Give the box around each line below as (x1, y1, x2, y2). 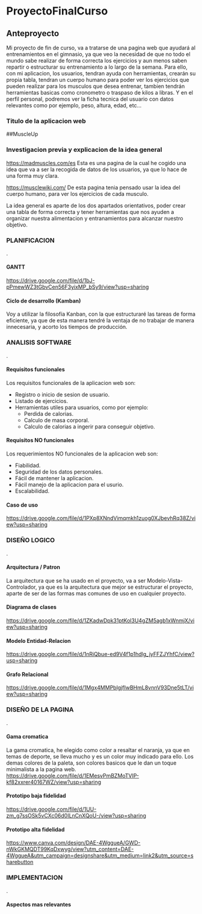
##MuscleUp (6, 131, 38, 138)
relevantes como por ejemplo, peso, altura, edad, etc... (6, 102, 142, 109)
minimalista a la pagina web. (6, 765, 76, 772)
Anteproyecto (6, 28, 60, 39)
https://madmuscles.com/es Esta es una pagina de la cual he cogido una (6, 159, 186, 166)
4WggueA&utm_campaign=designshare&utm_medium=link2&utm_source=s (6, 852, 194, 859)
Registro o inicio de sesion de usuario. (14, 390, 110, 398)
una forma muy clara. (6, 172, 59, 179)
